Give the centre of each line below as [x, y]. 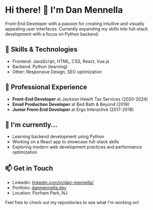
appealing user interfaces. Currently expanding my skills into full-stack [76, 28]
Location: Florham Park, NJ [40, 193]
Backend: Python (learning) [40, 66]
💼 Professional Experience [46, 87]
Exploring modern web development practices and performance [77, 147]
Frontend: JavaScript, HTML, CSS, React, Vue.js [61, 61]
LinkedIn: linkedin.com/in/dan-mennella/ [53, 183]
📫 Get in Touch [29, 168]
